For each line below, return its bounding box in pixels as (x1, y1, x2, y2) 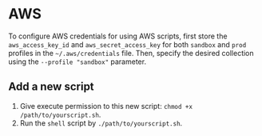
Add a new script (8, 80, 94, 94)
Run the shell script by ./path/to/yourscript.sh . (19, 118, 183, 128)
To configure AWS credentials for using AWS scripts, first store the (8, 31, 228, 41)
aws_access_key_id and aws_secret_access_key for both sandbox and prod (8, 39, 247, 49)
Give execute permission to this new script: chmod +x (19, 101, 193, 110)
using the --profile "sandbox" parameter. (8, 57, 146, 66)
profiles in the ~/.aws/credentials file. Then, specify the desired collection (8, 48, 254, 58)
